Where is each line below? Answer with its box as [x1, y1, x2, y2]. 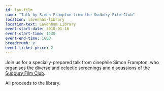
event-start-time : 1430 [5, 31, 56, 36]
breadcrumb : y [5, 41, 36, 46]
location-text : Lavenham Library [5, 21, 76, 27]
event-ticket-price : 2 [5, 45, 53, 50]
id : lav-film [5, 7, 33, 13]
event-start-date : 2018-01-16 [5, 26, 70, 32]
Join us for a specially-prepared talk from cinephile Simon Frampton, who [5, 59, 159, 65]
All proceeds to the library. [5, 80, 61, 86]
